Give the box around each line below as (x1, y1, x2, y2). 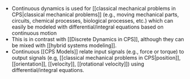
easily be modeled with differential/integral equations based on (11, 23, 164, 30)
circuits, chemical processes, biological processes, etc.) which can (11, 17, 174, 24)
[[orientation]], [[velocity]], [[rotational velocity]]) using (11, 60, 144, 67)
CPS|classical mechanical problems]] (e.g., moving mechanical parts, (11, 11, 179, 18)
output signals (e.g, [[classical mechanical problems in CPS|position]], (11, 55, 181, 61)
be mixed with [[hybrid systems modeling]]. (11, 42, 117, 49)
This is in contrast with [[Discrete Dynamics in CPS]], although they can (11, 36, 184, 42)
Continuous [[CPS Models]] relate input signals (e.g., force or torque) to (11, 48, 184, 55)
